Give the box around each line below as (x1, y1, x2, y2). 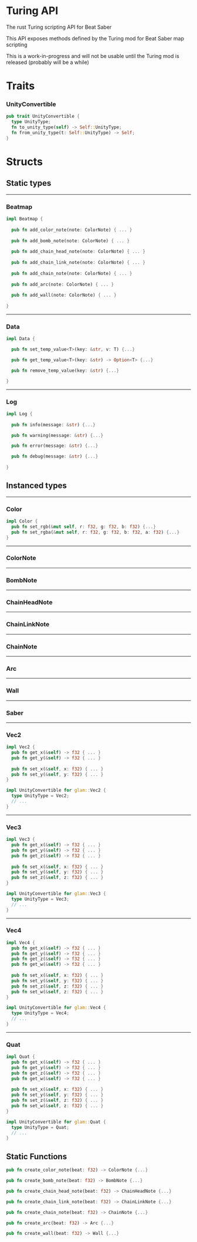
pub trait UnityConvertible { (6, 113, 80, 120)
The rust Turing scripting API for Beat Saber (6, 23, 112, 30)
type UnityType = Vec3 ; (11, 896, 69, 902)
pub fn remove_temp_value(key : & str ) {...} (11, 368, 119, 374)
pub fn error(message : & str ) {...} (11, 443, 98, 449)
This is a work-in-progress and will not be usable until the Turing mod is (6, 52, 180, 59)
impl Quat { (6, 1054, 35, 1060)
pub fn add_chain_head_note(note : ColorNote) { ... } (11, 249, 145, 254)
